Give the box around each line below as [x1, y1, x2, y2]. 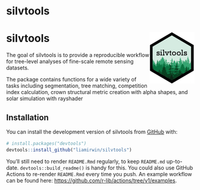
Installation [6, 112, 49, 122]
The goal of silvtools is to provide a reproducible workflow [6, 52, 149, 59]
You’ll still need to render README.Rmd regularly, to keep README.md [6, 158, 165, 165]
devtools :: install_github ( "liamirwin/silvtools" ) [6, 147, 133, 153]
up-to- [166, 158, 183, 165]
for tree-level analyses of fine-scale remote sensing [6, 58, 134, 65]
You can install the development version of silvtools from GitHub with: [6, 128, 178, 135]
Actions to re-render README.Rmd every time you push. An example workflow [6, 170, 192, 177]
